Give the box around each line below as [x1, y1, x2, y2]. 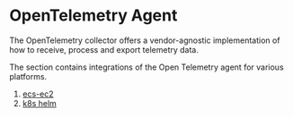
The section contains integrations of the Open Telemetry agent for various [9, 62, 285, 72]
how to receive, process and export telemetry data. [9, 44, 200, 54]
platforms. [9, 71, 48, 81]
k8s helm [22, 97, 57, 108]
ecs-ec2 [22, 88, 54, 99]
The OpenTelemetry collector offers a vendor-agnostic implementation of [9, 35, 280, 46]
